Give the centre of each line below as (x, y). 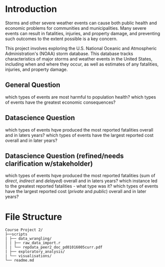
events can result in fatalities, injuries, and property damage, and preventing (83, 33)
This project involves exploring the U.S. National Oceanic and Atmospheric (81, 48)
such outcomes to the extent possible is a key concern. (61, 39)
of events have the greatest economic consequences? (61, 102)
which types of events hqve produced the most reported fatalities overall (79, 130)
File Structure (34, 217)
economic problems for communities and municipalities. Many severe (76, 28)
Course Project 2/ (24, 230)
